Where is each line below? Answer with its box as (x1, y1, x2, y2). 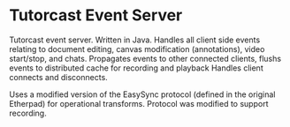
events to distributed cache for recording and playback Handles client (9, 63, 263, 73)
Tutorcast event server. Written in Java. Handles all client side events (9, 34, 261, 45)
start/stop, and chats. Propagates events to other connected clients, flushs (9, 53, 281, 63)
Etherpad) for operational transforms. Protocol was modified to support (9, 98, 269, 108)
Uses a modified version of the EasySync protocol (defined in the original (9, 89, 276, 100)
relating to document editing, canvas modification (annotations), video (9, 43, 265, 54)
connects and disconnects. (9, 71, 108, 82)
